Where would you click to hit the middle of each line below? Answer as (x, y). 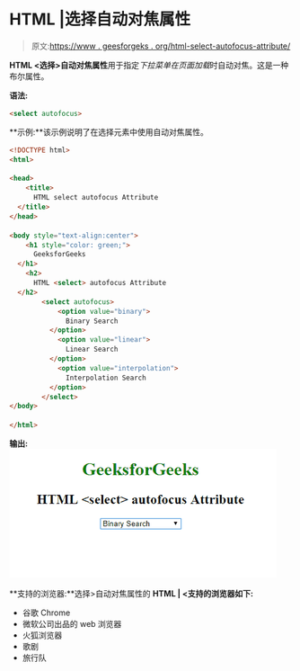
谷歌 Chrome (46, 613)
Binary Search (92, 321)
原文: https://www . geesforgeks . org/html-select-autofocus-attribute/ (161, 46)
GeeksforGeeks (60, 255)
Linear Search (92, 349)
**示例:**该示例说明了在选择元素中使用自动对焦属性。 (109, 131)
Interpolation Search (106, 378)
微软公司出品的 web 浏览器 (72, 624)
